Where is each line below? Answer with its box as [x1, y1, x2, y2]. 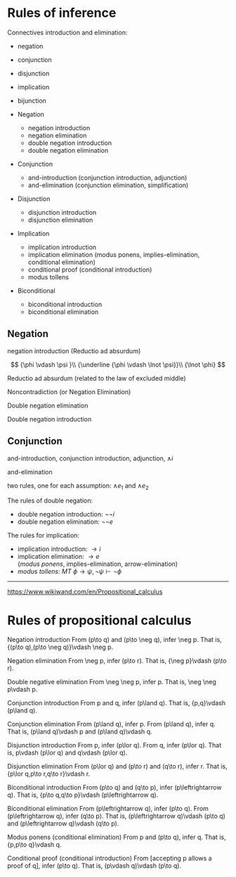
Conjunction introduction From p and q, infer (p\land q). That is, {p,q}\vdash [7, 699, 226, 707]
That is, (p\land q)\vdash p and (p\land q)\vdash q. [7, 727, 152, 736]
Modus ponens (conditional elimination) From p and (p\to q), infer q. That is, [7, 833, 226, 842]
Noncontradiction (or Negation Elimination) [7, 387, 131, 396]
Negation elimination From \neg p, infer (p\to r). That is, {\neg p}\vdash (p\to [7, 657, 227, 665]
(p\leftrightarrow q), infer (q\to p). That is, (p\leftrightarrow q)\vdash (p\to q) [7, 812, 226, 821]
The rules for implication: [7, 531, 79, 540]
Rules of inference [7, 5, 117, 21]
